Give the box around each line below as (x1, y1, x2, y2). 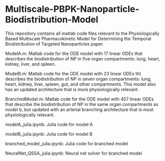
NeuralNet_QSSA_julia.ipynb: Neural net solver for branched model (5, 150, 143, 156)
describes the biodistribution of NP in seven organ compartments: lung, (5, 76, 152, 82)
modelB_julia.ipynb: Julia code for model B (5, 131, 93, 137)
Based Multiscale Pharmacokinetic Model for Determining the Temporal (5, 36, 152, 42)
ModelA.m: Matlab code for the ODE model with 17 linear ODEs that (5, 51, 143, 56)
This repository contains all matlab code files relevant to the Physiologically (5, 30, 160, 36)
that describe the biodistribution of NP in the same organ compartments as (5, 101, 159, 107)
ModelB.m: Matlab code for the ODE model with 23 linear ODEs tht (5, 70, 141, 76)
